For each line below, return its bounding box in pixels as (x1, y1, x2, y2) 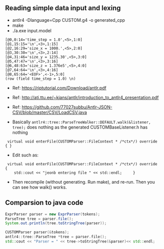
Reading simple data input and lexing (5, 4, 121, 12)
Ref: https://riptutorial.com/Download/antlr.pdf (12, 85, 107, 91)
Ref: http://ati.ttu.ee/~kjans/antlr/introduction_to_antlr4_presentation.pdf (12, 94, 159, 100)
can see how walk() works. (12, 184, 67, 190)
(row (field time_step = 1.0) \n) (5, 76, 76, 81)
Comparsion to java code (5, 199, 84, 207)
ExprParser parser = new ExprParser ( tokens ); (5, 211, 100, 217)
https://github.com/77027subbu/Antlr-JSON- (21, 104, 112, 110)
